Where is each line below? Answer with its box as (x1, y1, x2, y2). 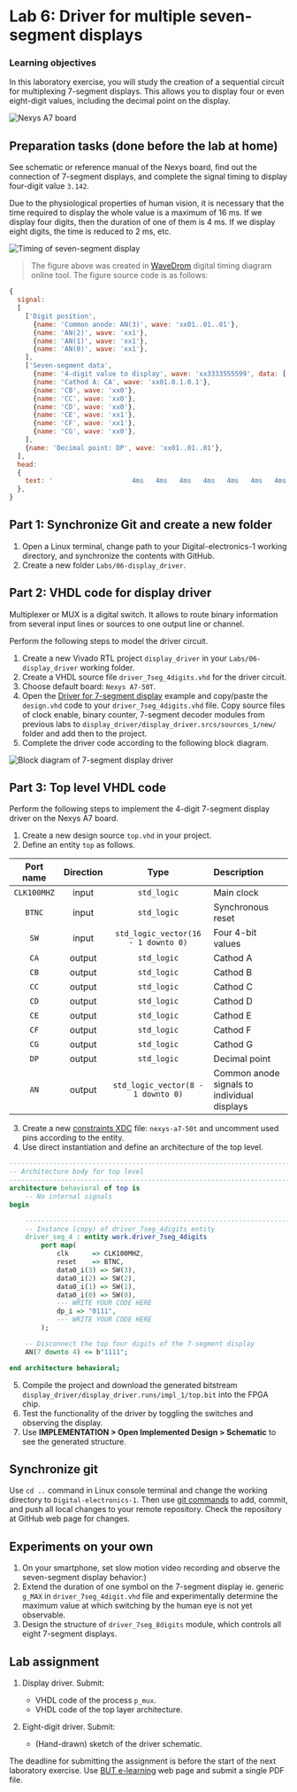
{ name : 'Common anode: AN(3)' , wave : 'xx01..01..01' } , (32, 320, 240, 329)
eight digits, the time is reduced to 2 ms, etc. (9, 226, 171, 237)
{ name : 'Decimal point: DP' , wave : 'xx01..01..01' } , (25, 443, 224, 453)
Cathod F (213, 1024, 252, 1036)
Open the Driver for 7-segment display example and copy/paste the (21, 690, 268, 701)
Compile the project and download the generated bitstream (21, 1379, 238, 1390)
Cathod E (213, 1010, 252, 1022)
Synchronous (213, 901, 270, 913)
